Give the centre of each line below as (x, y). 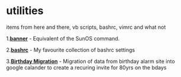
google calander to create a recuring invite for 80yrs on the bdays (86, 67)
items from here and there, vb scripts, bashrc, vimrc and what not (86, 27)
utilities (25, 11)
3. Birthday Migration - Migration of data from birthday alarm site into (91, 61)
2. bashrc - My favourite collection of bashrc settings (70, 50)
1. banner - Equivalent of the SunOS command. (63, 38)
